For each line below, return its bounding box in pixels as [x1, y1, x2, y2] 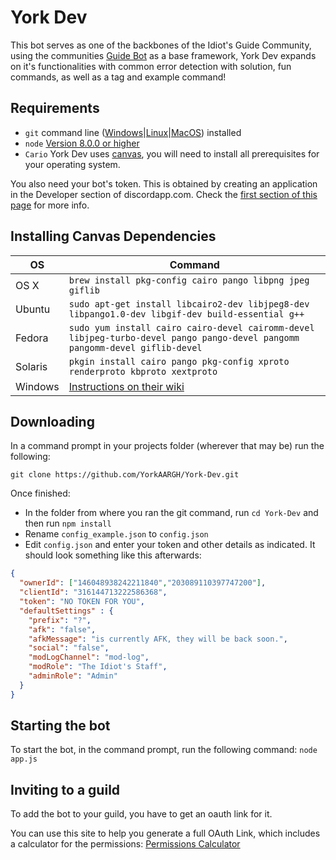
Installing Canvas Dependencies [10, 228, 217, 245]
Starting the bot [10, 717, 111, 735]
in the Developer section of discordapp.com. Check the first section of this [10, 188, 318, 200]
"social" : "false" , [28, 643, 110, 653]
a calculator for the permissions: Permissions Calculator [10, 838, 241, 850]
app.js [10, 754, 38, 765]
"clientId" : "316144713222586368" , [19, 587, 168, 598]
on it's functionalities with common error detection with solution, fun [10, 60, 292, 72]
